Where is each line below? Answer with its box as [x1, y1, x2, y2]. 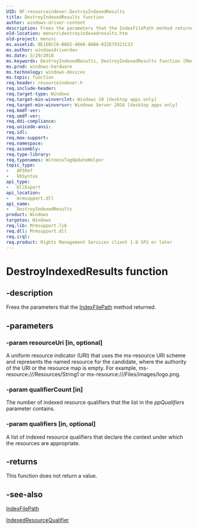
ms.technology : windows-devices [6, 69, 85, 75]
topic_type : [6, 162, 35, 168]
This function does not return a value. [6, 472, 98, 479]
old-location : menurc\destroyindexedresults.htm [6, 31, 128, 37]
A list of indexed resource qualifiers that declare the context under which [6, 433, 183, 440]
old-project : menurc [6, 36, 57, 42]
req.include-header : [6, 86, 57, 92]
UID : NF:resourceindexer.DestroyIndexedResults [6, 8, 126, 15]
